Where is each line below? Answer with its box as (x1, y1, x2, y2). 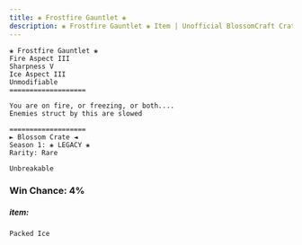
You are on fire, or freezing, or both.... (9, 101, 175, 110)
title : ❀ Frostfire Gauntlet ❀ (9, 13, 127, 22)
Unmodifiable (9, 77, 58, 86)
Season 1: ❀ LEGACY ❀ (9, 140, 91, 149)
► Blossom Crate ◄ (9, 132, 78, 142)
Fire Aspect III (9, 54, 70, 63)
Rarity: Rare (9, 148, 58, 157)
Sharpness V (9, 62, 54, 71)
